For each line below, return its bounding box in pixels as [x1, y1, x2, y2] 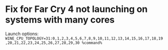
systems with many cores [5, 14, 115, 25]
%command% [81, 40, 102, 45]
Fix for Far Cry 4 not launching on [5, 3, 148, 15]
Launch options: [5, 30, 39, 36]
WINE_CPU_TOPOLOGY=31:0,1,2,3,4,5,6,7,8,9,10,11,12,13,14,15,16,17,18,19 [5, 36, 163, 41]
